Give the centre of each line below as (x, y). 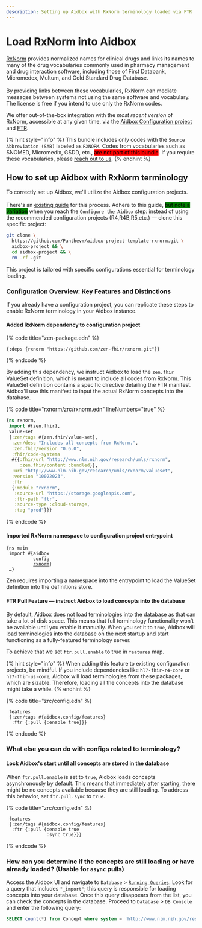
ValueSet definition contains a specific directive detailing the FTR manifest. (99, 385)
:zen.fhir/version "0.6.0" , (47, 448)
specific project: (26, 224)
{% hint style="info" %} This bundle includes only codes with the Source (96, 139)
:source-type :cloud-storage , (52, 504)
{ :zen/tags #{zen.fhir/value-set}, (53, 437)
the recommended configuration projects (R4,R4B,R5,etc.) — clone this (94, 218)
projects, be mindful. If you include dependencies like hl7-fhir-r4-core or (98, 670)
